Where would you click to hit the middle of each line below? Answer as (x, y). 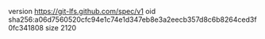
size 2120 (61, 28)
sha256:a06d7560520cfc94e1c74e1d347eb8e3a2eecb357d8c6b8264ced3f (132, 19)
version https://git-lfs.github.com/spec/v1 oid (82, 11)
